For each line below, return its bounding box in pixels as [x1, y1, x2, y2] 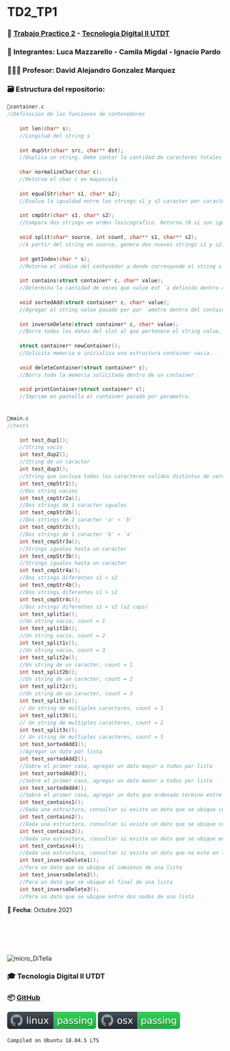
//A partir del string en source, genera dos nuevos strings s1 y [19, 241, 213, 248]
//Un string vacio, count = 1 [19, 618, 106, 625]
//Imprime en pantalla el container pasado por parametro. [19, 393, 192, 400]
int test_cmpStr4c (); [19, 596, 81, 603]
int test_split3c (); [19, 726, 78, 734]
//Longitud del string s [19, 132, 90, 139]
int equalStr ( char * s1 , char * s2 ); [19, 190, 121, 197]
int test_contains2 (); [19, 813, 84, 820]
